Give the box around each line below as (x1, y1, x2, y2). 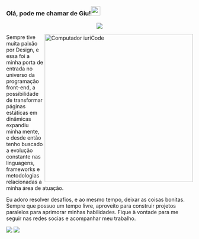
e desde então (6, 134, 41, 141)
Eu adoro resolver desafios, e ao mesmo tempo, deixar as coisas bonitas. (6, 196, 185, 204)
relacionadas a (6, 178, 42, 186)
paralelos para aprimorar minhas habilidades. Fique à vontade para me (6, 209, 179, 216)
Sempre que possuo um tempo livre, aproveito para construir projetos (6, 202, 176, 209)
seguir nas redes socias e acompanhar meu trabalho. (6, 215, 136, 222)
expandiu (6, 122, 29, 129)
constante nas (6, 153, 41, 160)
